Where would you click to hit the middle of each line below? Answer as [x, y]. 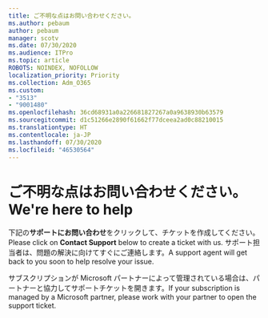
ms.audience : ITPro [41, 53]
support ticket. [32, 306]
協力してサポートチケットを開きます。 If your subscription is [141, 288]
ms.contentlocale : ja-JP [50, 135]
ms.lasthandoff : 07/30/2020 [55, 142]
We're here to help [71, 209]
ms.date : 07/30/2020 [43, 46]
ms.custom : [26, 90]
